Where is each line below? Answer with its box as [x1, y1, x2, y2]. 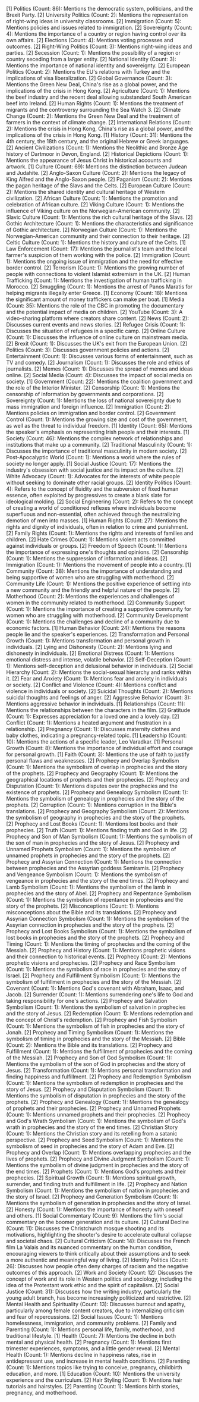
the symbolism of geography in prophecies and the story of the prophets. [6, 814, 186, 821]
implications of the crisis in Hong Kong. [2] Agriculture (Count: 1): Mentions [6, 87, 190, 94]
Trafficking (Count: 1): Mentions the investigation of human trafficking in [6, 277, 182, 284]
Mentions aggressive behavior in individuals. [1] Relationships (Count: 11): [6, 700, 185, 707]
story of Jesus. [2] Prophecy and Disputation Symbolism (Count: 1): [6, 1086, 171, 1093]
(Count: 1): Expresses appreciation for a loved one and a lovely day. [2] [6, 713, 179, 720]
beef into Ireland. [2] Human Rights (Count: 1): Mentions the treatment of [6, 100, 184, 106]
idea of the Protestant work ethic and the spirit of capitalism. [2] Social [6, 1282, 179, 1288]
